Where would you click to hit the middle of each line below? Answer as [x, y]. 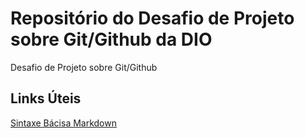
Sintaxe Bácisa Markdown [63, 123]
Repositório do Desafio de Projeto [152, 18]
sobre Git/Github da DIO [111, 39]
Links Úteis [46, 98]
